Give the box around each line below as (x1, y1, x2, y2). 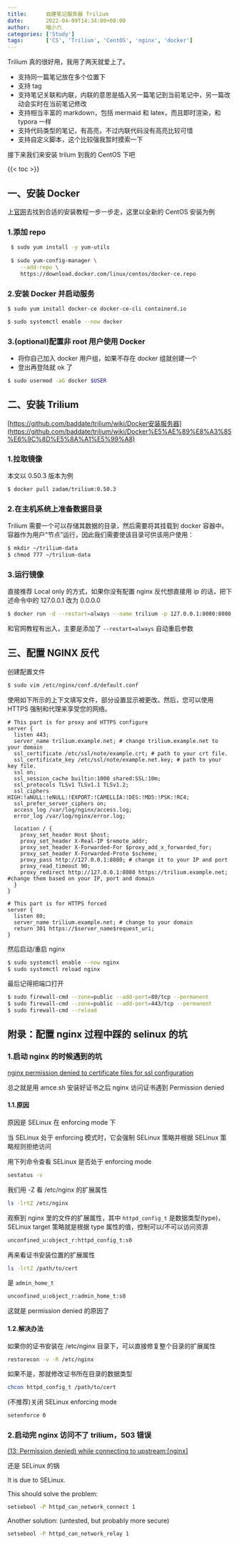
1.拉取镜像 (7, 454, 43, 464)
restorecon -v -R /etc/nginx (7, 1355, 94, 1363)
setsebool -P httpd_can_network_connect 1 (7, 1503, 136, 1511)
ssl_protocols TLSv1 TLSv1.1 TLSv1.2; (14, 781, 130, 788)
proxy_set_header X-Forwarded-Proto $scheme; (20, 850, 158, 857)
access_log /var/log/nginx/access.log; (14, 806, 133, 813)
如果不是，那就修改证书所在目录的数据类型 (7, 1370, 133, 1378)
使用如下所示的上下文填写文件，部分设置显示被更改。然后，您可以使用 (7, 695, 214, 704)
